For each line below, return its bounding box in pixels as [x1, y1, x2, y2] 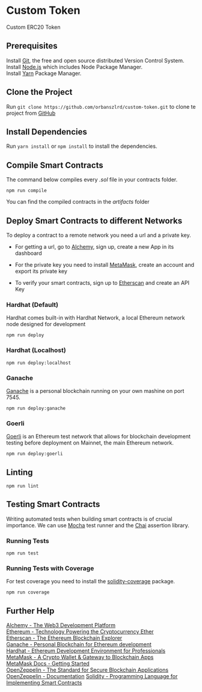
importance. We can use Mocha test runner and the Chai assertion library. [6, 521, 189, 529]
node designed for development [6, 321, 86, 328]
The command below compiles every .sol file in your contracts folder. [6, 176, 178, 183]
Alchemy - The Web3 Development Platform [6, 622, 116, 629]
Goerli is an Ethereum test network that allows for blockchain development [6, 433, 191, 440]
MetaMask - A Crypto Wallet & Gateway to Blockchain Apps [6, 654, 154, 661]
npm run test [6, 550, 39, 556]
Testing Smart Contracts [6, 499, 100, 509]
